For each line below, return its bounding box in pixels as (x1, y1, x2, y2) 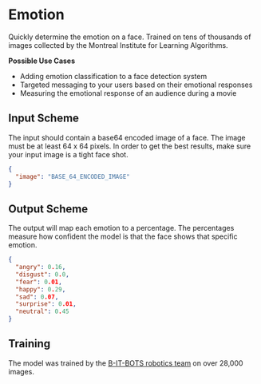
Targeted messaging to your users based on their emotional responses (19, 80, 253, 89)
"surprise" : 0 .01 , (15, 300, 77, 308)
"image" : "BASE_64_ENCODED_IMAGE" (15, 172, 130, 180)
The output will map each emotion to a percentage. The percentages (8, 224, 235, 233)
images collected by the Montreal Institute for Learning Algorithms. (8, 40, 229, 49)
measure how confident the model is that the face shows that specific (8, 232, 238, 241)
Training (8, 337, 51, 350)
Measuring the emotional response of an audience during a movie (19, 88, 237, 97)
